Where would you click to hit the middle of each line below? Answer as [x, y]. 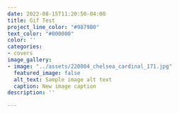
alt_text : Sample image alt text [63, 79]
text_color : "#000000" [41, 34]
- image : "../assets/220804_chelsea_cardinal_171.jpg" [90, 66]
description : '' [31, 93]
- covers [20, 54]
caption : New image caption [55, 86]
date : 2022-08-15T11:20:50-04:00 [57, 14]
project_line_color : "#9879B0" [53, 27]
